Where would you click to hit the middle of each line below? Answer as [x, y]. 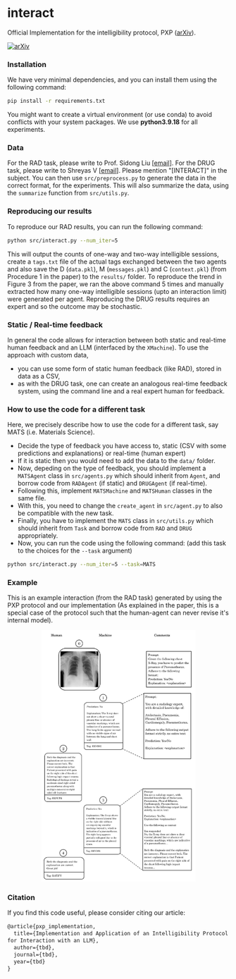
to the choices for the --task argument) [75, 550]
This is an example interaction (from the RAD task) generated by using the [115, 598]
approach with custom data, [48, 355]
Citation [21, 897]
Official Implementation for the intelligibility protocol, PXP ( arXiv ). [101, 32]
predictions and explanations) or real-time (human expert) [102, 453]
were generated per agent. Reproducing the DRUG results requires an [108, 299]
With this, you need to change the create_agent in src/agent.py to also [120, 506]
